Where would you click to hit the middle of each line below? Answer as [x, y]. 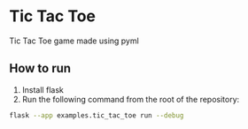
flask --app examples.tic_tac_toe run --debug [97, 115]
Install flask [43, 89]
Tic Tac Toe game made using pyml [74, 41]
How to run [40, 68]
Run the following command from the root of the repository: [131, 99]
